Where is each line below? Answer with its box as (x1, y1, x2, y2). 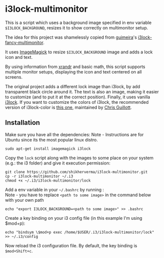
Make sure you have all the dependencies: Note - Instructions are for (5, 131, 144, 138)
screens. (5, 74, 23, 80)
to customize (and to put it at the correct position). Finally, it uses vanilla (5, 94, 150, 100)
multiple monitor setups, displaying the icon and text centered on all (5, 69, 142, 74)
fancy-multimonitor (5, 39, 44, 45)
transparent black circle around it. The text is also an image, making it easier (5, 89, 159, 94)
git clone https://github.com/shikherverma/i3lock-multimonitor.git (5, 169, 148, 174)
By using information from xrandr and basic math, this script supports (5, 64, 145, 70)
